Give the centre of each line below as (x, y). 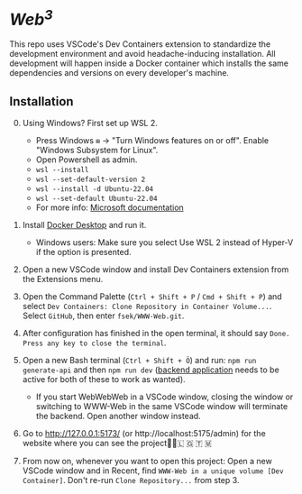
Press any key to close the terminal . (94, 343)
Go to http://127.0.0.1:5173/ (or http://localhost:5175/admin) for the (144, 434)
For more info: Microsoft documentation (110, 207)
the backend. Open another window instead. (118, 416)
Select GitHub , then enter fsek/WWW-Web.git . (103, 316)
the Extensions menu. (63, 279)
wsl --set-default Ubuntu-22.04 (96, 199)
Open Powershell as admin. (87, 160)
